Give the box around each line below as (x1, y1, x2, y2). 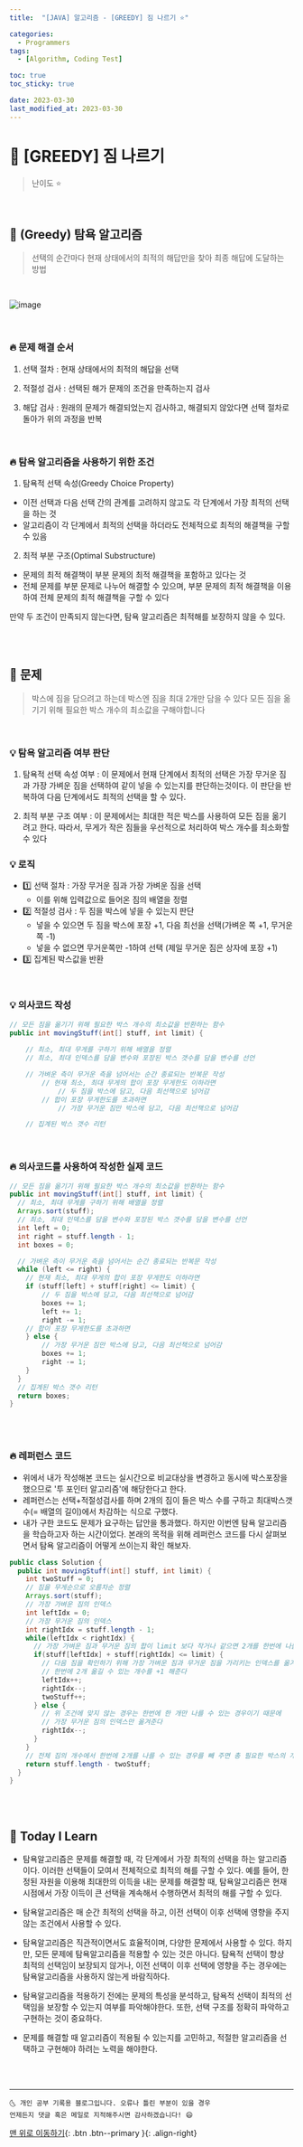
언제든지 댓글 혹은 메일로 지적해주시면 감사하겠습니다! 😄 (9, 2111, 194, 2120)
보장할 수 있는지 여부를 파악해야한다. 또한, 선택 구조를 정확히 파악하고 (46, 2001, 290, 2012)
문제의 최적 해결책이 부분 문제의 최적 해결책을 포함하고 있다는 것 (22, 569, 246, 579)
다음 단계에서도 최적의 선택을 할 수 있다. (46, 792, 187, 803)
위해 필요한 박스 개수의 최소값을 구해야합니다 (48, 704, 206, 715)
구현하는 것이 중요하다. (22, 2013, 103, 2024)
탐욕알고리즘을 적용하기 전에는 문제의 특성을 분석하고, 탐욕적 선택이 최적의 (22, 1991, 283, 2001)
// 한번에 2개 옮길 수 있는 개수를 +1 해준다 (41, 1667, 188, 1677)
